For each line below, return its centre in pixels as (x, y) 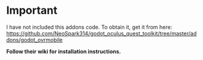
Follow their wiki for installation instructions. (64, 51)
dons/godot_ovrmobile (35, 40)
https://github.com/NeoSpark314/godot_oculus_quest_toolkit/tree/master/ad (101, 33)
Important (32, 10)
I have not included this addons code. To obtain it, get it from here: (89, 27)
